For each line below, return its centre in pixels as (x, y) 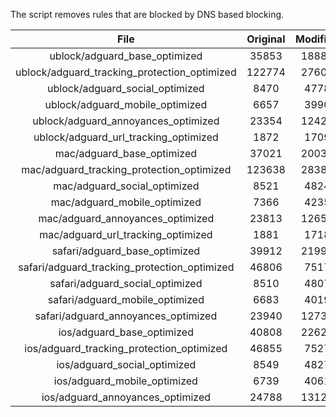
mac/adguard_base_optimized (126, 153)
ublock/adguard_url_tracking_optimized (126, 137)
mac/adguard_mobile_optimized (126, 202)
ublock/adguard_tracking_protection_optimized (126, 72)
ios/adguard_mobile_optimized (125, 381)
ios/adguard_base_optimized (126, 332)
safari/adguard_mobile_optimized (126, 299)
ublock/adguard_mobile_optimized (126, 104)
